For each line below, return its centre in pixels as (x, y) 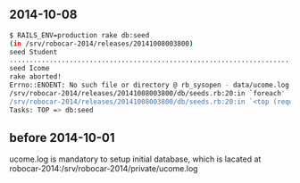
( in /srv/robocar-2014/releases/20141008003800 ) (101, 44)
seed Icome (29, 69)
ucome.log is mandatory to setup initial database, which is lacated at (135, 159)
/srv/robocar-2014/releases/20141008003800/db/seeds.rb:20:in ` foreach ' (147, 93)
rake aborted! (36, 77)
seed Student (33, 52)
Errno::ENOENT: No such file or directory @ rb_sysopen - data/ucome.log (150, 85)
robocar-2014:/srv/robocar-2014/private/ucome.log (104, 169)
